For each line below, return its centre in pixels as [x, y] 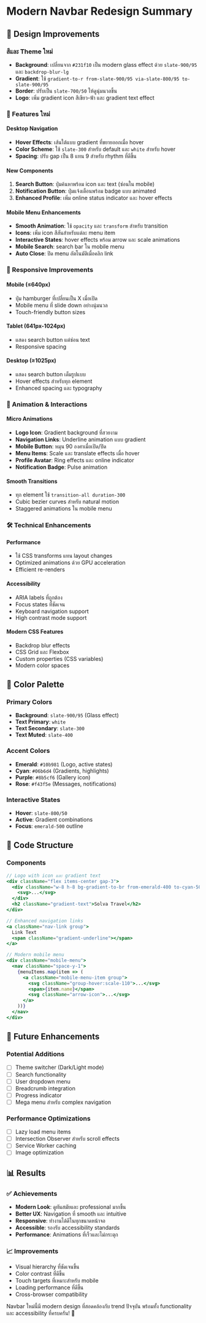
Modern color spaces [42, 665]
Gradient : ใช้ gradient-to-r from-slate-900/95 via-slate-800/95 [97, 79]
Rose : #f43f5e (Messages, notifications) [66, 784]
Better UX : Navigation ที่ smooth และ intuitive [71, 1214]
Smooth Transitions [32, 481]
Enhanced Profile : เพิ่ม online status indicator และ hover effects [94, 198]
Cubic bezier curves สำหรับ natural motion [67, 502]
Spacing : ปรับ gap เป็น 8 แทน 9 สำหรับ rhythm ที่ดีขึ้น [76, 156]
